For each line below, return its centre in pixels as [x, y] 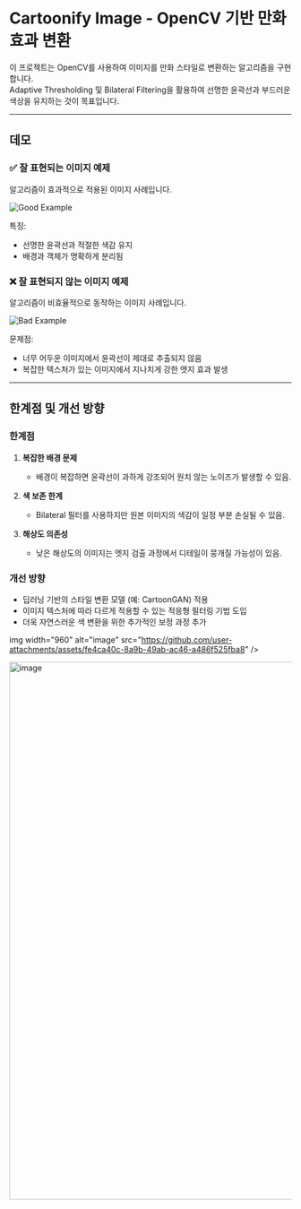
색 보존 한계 [42, 496]
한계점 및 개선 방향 [57, 409]
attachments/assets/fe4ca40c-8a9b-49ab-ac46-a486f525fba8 [127, 649]
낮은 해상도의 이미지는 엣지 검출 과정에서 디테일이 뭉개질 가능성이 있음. [159, 553]
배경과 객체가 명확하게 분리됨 [73, 255]
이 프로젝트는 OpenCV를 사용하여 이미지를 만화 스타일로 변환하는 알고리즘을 [142, 67]
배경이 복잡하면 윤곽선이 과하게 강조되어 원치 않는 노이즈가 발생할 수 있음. [163, 477]
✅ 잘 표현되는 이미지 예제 [60, 168]
